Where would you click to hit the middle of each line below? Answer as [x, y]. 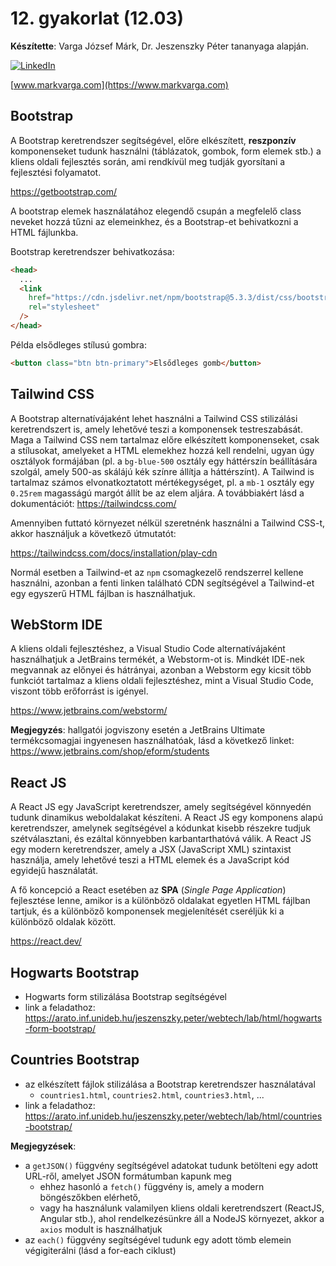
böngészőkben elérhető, [90, 1197]
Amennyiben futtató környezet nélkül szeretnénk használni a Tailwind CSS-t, [168, 523]
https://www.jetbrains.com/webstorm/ [89, 711]
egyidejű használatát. [54, 871]
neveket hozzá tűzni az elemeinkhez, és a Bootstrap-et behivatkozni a [154, 221]
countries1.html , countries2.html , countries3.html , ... [152, 1094]
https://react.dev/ [46, 941]
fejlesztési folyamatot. [56, 172]
